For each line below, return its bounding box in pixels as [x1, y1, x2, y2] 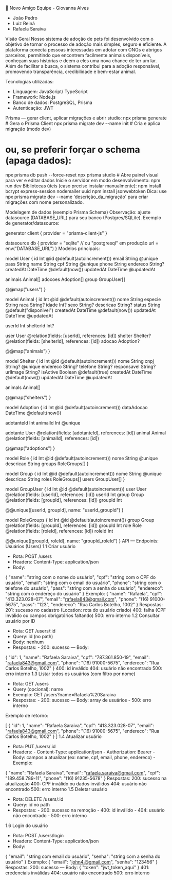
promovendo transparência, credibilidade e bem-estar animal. [5, 68, 136, 75]
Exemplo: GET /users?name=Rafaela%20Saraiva [12, 691, 116, 697]
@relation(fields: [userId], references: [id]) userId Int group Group [5, 491, 144, 498]
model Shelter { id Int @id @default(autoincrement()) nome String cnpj [5, 358, 154, 364]
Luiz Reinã [12, 21, 35, 26]
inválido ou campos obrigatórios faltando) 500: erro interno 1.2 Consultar [5, 612, 160, 619]
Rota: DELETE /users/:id [12, 796, 64, 802]
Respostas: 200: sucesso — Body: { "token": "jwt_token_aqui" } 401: [5, 864, 150, 870]
